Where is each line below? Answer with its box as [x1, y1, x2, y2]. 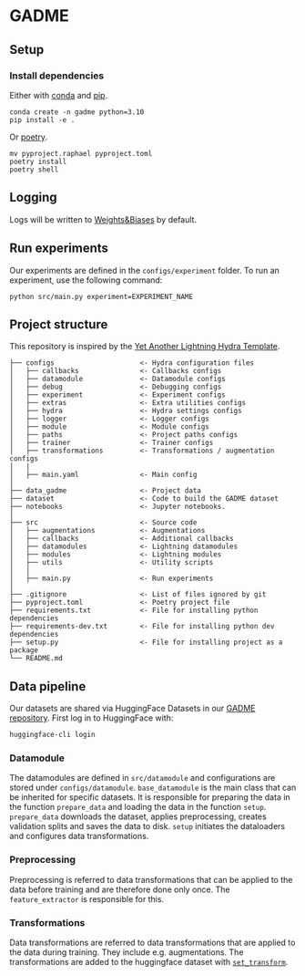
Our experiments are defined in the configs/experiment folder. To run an [9, 265, 280, 275]
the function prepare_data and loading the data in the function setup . [9, 802, 267, 813]
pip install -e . [9, 115, 76, 124]
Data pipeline [9, 679, 86, 694]
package [9, 646, 39, 655]
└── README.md [9, 654, 64, 663]
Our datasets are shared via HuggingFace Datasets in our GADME [9, 703, 256, 714]
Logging [9, 190, 57, 205]
